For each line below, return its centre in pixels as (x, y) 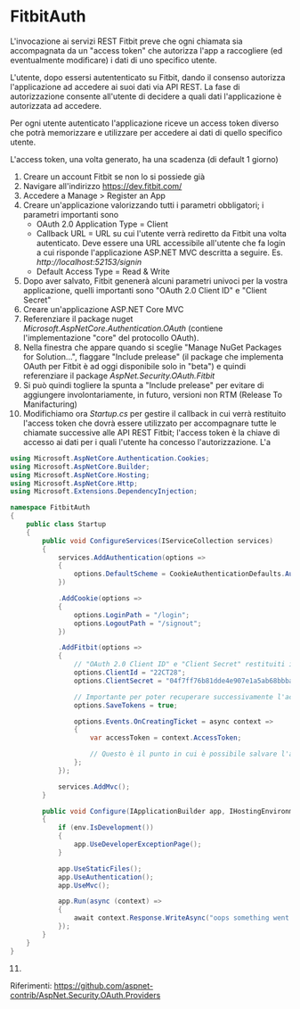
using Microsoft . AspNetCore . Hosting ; (80, 475)
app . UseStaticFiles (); (100, 868)
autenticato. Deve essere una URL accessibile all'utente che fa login (161, 243)
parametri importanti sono (71, 214)
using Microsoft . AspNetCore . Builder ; (80, 467)
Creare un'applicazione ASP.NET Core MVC (103, 309)
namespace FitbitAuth (50, 508)
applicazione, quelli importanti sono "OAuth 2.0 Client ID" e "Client (145, 290)
